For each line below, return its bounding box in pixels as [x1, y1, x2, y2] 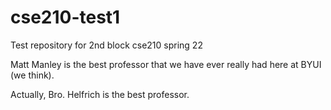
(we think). [10, 69, 55, 81]
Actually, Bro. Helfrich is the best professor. [10, 88, 190, 100]
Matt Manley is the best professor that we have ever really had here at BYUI [10, 58, 322, 70]
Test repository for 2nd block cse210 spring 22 [10, 39, 203, 51]
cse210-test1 [10, 6, 121, 29]
